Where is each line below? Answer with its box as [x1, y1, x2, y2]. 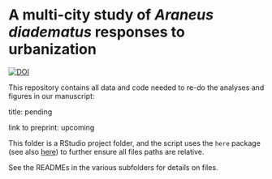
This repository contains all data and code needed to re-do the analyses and [8, 83, 265, 92]
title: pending [8, 107, 53, 117]
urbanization [8, 40, 97, 58]
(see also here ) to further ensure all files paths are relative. [8, 147, 205, 156]
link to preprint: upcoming [8, 122, 95, 132]
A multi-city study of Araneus [8, 6, 214, 24]
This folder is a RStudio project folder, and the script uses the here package [8, 138, 261, 147]
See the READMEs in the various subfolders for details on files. [8, 162, 218, 172]
